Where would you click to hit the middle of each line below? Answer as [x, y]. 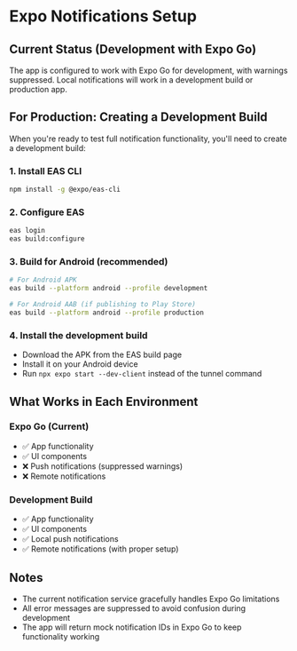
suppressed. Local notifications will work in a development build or [131, 80]
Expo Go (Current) [49, 426]
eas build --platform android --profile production [106, 313]
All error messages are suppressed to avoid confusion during [134, 608]
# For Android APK [43, 280]
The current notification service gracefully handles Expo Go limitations [151, 599]
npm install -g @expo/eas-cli [65, 190]
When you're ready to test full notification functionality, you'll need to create [148, 139]
